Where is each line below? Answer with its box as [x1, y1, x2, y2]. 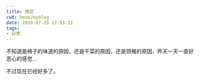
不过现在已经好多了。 [6, 68, 58, 75]
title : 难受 [6, 8, 34, 15]
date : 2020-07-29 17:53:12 [6, 20, 73, 25]
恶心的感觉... [6, 55, 37, 62]
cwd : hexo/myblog [6, 14, 49, 20]
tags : [6, 25, 20, 31]
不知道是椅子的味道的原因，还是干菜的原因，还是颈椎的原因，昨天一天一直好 [6, 48, 194, 55]
